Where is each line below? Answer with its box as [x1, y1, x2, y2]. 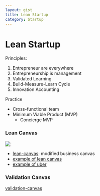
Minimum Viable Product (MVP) [12, 112, 78, 118]
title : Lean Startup [5, 12, 49, 17]
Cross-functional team [12, 106, 59, 112]
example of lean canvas [12, 156, 62, 162]
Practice [5, 96, 23, 103]
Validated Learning [12, 76, 52, 82]
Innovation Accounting [12, 86, 59, 92]
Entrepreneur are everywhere [12, 65, 74, 71]
